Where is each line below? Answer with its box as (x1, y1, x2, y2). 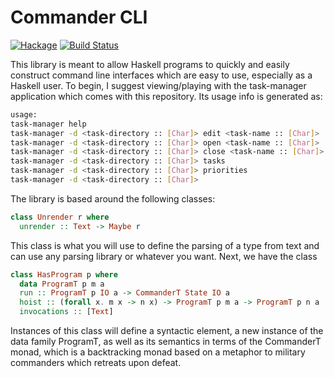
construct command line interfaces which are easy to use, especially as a (10, 69, 313, 81)
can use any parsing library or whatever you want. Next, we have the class (10, 250, 318, 262)
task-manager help (10, 119, 87, 129)
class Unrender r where (10, 212, 110, 222)
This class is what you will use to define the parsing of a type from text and (10, 239, 320, 251)
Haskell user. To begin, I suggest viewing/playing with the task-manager (10, 79, 307, 91)
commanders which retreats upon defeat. (10, 357, 182, 369)
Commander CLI (10, 6, 148, 29)
